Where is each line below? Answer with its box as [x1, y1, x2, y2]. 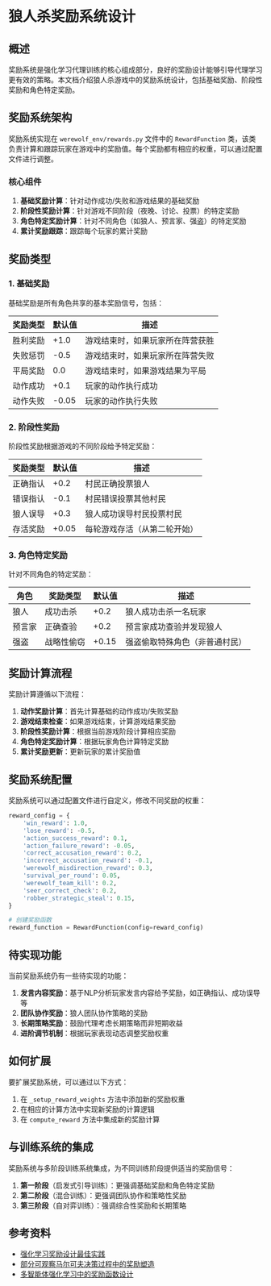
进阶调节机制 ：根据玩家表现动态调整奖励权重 [19, 1028, 169, 1038]
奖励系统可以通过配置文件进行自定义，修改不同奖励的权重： [8, 796, 206, 805]
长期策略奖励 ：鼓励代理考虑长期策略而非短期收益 [19, 1018, 183, 1028]
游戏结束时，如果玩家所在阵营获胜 [85, 335, 215, 346]
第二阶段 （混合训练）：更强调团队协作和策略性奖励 [19, 1190, 187, 1200]
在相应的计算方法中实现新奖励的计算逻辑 [19, 1104, 155, 1113]
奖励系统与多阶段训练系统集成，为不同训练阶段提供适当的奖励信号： [8, 1163, 235, 1173]
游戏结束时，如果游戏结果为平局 [85, 364, 207, 376]
